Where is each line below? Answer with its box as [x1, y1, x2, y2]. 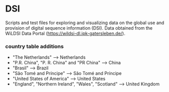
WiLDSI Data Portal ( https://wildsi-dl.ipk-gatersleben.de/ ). [5, 30, 126, 36]
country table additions [5, 43, 64, 50]
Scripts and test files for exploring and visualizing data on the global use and [5, 20, 164, 26]
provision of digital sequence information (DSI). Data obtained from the [5, 25, 153, 31]
